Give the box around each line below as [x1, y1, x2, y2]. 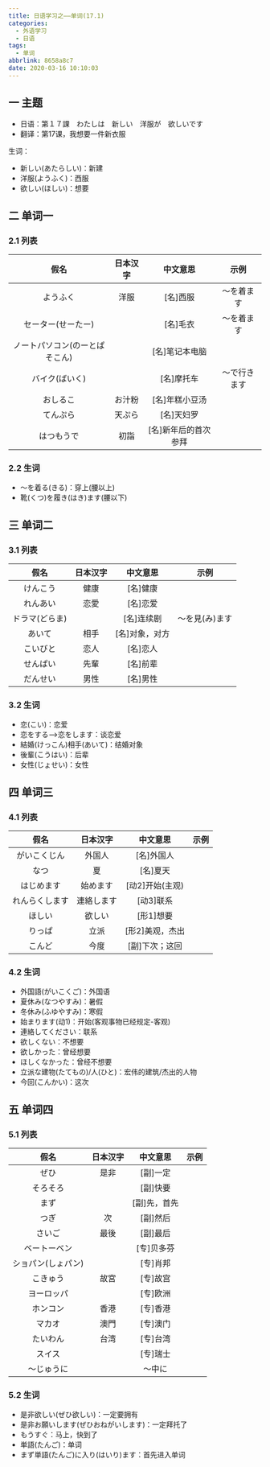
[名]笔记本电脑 [152, 346, 207, 357]
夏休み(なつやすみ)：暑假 [19, 996, 104, 1006]
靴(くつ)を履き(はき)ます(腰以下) [19, 492, 128, 502]
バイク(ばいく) [31, 373, 87, 385]
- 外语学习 [15, 27, 47, 35]
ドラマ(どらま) [12, 613, 67, 624]
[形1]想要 [137, 910, 173, 921]
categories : [8, 19, 48, 27]
